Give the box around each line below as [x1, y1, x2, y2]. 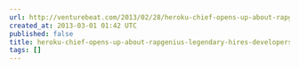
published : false [9, 29, 74, 38]
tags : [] [9, 46, 42, 55]
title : [9, 37, 34, 47]
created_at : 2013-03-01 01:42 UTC [9, 21, 138, 30]
